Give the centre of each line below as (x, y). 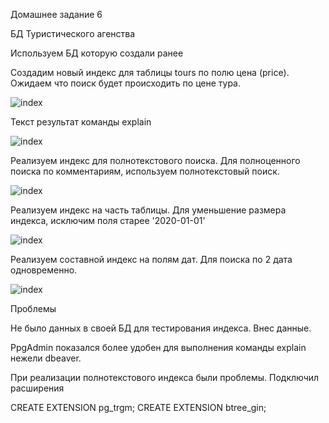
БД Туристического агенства (73, 33)
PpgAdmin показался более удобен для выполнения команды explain (158, 347)
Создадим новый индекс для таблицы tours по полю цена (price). (150, 72)
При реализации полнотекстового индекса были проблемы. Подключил (165, 377)
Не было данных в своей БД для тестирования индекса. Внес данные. (161, 328)
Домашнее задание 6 (56, 14)
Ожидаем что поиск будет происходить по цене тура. (126, 83)
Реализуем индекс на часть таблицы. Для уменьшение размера (148, 210)
